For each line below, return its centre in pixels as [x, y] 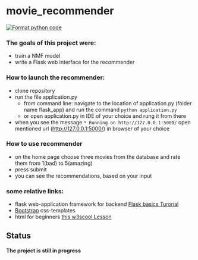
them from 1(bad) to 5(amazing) [54, 163]
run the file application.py [46, 97]
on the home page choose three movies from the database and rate [98, 156]
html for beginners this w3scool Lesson [63, 217]
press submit [31, 169]
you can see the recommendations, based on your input [83, 176]
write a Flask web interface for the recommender [75, 62]
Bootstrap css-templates [45, 211]
